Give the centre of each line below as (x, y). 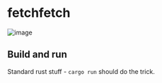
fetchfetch (39, 13)
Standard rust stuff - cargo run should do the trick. (81, 71)
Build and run (37, 55)
